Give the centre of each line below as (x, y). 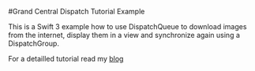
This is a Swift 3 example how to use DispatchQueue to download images (127, 26)
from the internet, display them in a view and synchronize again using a (124, 35)
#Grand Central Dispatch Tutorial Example (77, 11)
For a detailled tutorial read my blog (66, 59)
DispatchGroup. (34, 43)
